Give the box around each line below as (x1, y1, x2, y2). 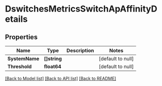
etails (5, 14, 28, 25)
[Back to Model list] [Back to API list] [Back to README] (5, 76, 116, 81)
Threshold (7, 63, 32, 70)
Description (66, 47, 95, 54)
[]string (44, 56, 62, 62)
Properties (5, 33, 38, 41)
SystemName (7, 56, 40, 62)
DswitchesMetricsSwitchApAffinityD (5, 3, 158, 14)
